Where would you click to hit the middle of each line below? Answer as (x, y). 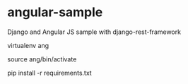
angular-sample (55, 12)
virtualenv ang (28, 45)
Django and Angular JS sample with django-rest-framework (94, 32)
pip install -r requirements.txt (49, 73)
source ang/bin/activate (42, 59)
